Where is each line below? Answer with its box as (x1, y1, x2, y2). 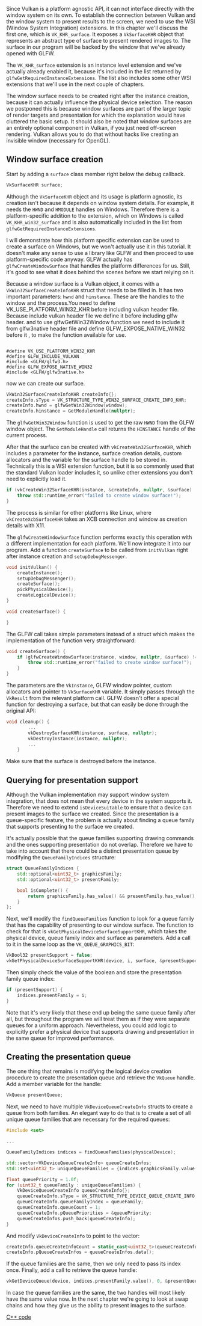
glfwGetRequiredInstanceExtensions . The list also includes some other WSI (6, 75, 191, 81)
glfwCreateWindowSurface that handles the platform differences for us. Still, (6, 262, 191, 269)
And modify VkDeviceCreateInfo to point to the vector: (6, 1232, 140, 1239)
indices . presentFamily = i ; (17, 992, 87, 998)
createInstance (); (17, 569, 63, 576)
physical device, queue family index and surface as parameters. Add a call (6, 935, 191, 942)
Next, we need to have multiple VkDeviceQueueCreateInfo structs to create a (6, 1103, 194, 1110)
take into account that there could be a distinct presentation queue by (6, 847, 179, 855)
